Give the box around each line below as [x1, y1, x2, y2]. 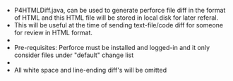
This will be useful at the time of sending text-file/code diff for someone [13, 21, 224, 29]
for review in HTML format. [13, 28, 93, 37]
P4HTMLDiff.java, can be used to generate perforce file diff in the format [13, 6, 226, 14]
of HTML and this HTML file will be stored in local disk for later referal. [13, 13, 219, 22]
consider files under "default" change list [13, 51, 134, 59]
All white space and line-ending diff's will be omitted [13, 66, 167, 74]
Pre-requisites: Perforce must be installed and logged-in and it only [13, 44, 210, 51]
